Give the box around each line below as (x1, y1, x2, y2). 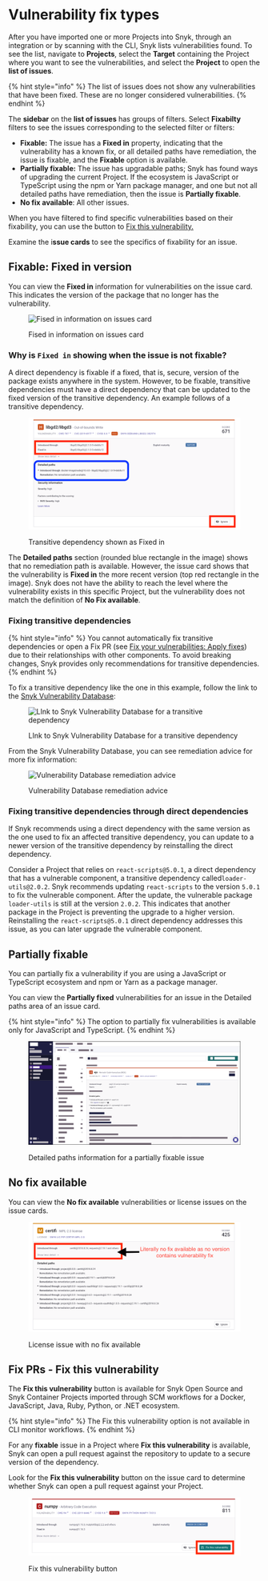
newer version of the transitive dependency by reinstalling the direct (8, 841, 234, 851)
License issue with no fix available (28, 1339, 142, 1349)
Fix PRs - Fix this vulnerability (8, 1363, 160, 1376)
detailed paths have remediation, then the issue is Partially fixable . (19, 189, 242, 198)
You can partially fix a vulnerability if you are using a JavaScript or (8, 969, 226, 979)
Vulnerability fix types (8, 6, 160, 24)
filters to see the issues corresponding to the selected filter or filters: (8, 122, 235, 132)
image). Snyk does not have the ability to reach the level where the (8, 578, 228, 587)
